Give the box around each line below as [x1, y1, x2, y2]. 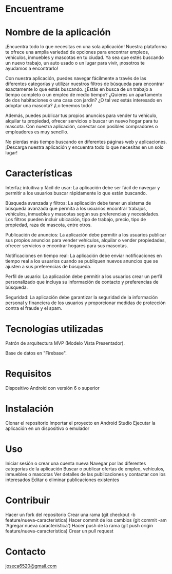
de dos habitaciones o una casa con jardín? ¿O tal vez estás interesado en [5, 97, 162, 103]
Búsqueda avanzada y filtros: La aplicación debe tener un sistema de [5, 200, 151, 206]
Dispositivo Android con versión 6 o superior [5, 385, 100, 391]
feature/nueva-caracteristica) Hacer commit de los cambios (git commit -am [5, 517, 167, 523]
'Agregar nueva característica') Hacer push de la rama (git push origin [5, 522, 153, 528]
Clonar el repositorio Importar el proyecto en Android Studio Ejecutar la [5, 420, 156, 426]
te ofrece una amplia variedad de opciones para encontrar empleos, [5, 49, 149, 55]
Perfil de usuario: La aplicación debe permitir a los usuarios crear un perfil [5, 273, 162, 280]
